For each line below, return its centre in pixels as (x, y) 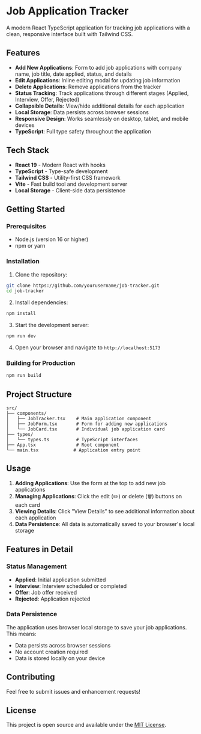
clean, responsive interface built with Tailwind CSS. (70, 34)
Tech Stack (28, 151)
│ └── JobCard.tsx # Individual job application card (85, 429)
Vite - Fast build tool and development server (71, 184)
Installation (23, 261)
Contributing (31, 677)
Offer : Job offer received (46, 592)
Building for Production (41, 363)
